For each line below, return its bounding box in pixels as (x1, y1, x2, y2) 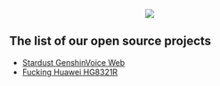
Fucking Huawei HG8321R (21, 66, 118, 77)
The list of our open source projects (9, 34, 212, 49)
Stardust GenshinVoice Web (21, 57, 126, 67)
